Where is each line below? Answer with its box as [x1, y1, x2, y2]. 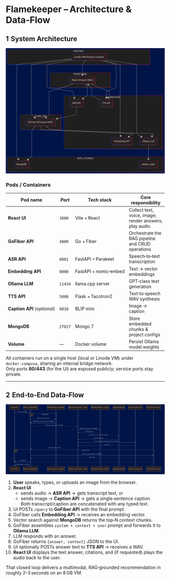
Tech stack [88, 197, 112, 203]
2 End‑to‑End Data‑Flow [6, 391, 84, 399]
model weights [129, 344, 159, 350]
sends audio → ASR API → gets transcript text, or [20, 490, 123, 496]
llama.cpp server [75, 281, 110, 287]
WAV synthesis [129, 296, 160, 302]
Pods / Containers [6, 181, 51, 188]
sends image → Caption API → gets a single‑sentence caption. [20, 495, 151, 502]
